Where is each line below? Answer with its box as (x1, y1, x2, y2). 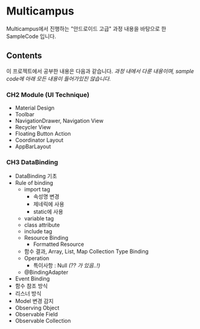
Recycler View (15, 124, 52, 131)
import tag (24, 186, 50, 193)
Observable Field (15, 311, 58, 318)
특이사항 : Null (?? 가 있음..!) (33, 262, 101, 269)
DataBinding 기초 (15, 173, 58, 180)
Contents (6, 50, 42, 61)
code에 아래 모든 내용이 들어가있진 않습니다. (6, 75, 111, 82)
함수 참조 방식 (15, 282, 48, 290)
